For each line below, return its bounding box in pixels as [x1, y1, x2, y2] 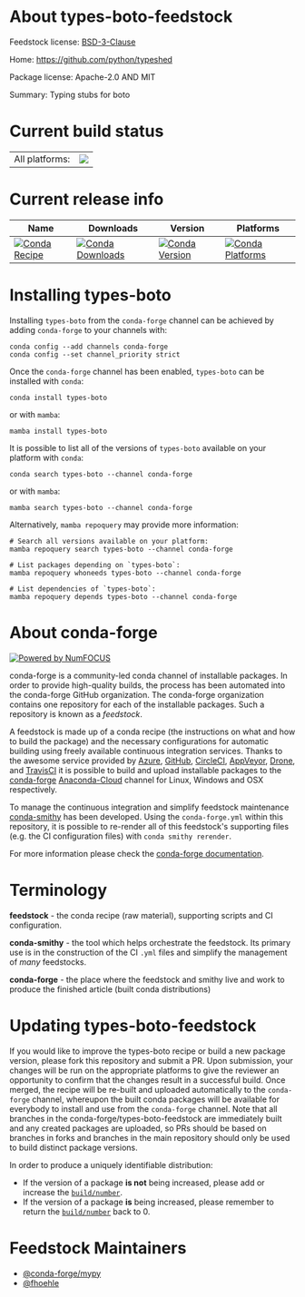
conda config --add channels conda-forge [9, 342, 169, 351]
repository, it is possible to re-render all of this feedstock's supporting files [9, 820, 289, 831]
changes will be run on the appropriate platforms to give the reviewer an [9, 1065, 280, 1076]
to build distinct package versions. [9, 1142, 138, 1153]
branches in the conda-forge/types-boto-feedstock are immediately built [9, 1113, 283, 1124]
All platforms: [14, 152, 71, 165]
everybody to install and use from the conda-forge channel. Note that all [9, 1103, 278, 1114]
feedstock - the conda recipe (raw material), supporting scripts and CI [9, 909, 274, 920]
